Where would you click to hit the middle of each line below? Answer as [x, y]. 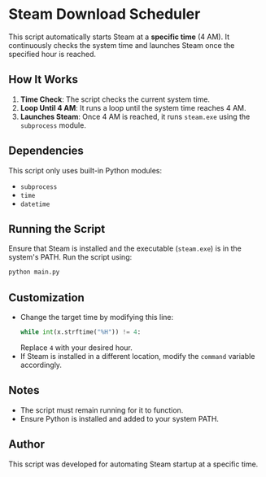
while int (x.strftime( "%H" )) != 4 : [81, 332]
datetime [35, 204]
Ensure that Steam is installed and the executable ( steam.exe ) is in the [125, 248]
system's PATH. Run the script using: [70, 257]
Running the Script [57, 229]
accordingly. [41, 365]
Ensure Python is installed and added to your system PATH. [120, 418]
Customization [47, 298]
